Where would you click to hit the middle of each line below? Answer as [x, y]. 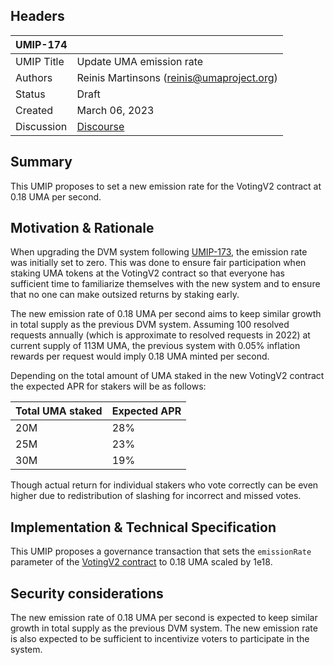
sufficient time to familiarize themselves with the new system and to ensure [165, 284]
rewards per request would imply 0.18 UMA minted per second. [140, 356]
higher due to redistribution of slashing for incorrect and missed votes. [156, 496]
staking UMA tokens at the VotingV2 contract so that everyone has [147, 273]
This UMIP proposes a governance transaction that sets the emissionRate [161, 551]
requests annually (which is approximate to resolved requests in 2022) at [160, 335]
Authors [34, 77]
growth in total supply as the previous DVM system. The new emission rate [164, 628]
